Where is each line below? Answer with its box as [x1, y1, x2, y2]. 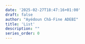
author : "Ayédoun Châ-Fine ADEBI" [5, 17, 79, 22]
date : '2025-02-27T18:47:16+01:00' [5, 7, 81, 13]
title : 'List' [5, 21, 36, 27]
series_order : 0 [5, 31, 40, 36]
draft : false [5, 12, 33, 17]
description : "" [5, 26, 40, 31]
